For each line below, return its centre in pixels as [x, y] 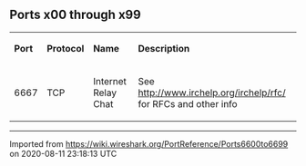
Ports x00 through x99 [75, 15]
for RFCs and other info [188, 103]
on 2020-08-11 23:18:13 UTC [63, 153]
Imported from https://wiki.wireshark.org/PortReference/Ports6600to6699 [149, 143]
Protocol [66, 48]
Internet [110, 81]
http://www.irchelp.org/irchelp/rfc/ [212, 93]
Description [164, 48]
